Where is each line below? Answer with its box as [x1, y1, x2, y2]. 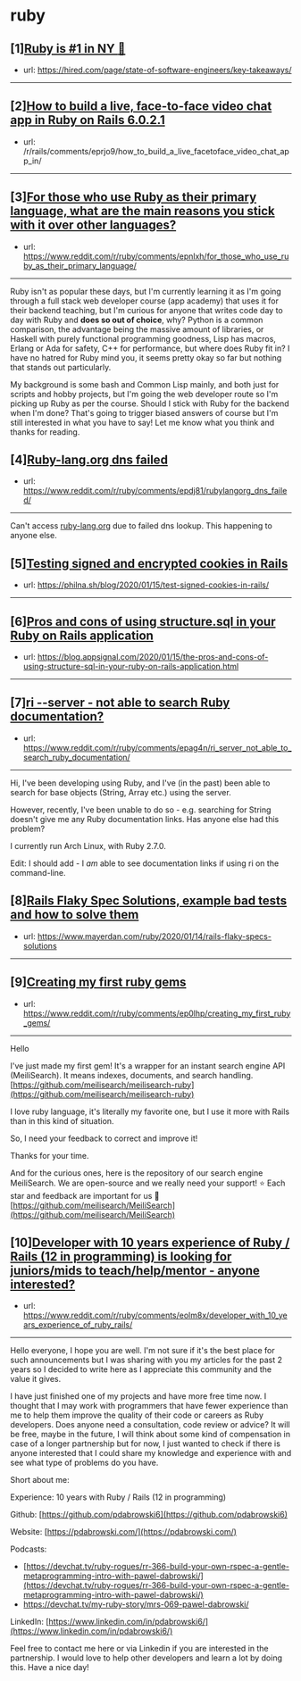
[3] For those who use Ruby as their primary [10, 189, 257, 205]
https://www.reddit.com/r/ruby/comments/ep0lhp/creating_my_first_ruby [22, 1008, 291, 1019]
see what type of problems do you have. [10, 1457, 159, 1469]
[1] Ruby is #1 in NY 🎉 [10, 41, 126, 56]
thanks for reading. [10, 426, 80, 437]
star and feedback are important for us [10, 1190, 153, 1201]
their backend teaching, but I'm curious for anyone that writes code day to [10, 304, 284, 315]
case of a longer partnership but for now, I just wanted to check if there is [10, 1438, 280, 1449]
